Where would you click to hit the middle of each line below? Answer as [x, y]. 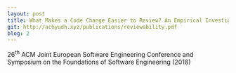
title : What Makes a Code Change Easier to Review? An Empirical [105, 20]
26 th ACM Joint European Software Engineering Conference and [100, 54]
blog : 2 [19, 33]
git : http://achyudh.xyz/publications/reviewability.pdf [92, 27]
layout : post [26, 14]
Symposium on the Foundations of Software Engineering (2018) [99, 62]
